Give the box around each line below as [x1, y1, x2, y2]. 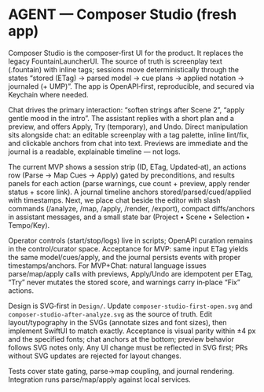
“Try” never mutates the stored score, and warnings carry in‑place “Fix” [8, 277, 241, 287]
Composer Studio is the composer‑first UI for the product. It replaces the [8, 48, 244, 57]
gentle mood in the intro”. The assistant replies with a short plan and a [8, 113, 234, 123]
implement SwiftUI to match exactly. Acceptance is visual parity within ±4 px [8, 326, 256, 335]
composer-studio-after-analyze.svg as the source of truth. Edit [8, 309, 212, 319]
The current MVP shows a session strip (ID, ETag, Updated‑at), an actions [8, 162, 247, 171]
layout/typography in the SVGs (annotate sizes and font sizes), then [8, 317, 227, 327]
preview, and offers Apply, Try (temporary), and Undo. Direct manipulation [8, 122, 248, 131]
